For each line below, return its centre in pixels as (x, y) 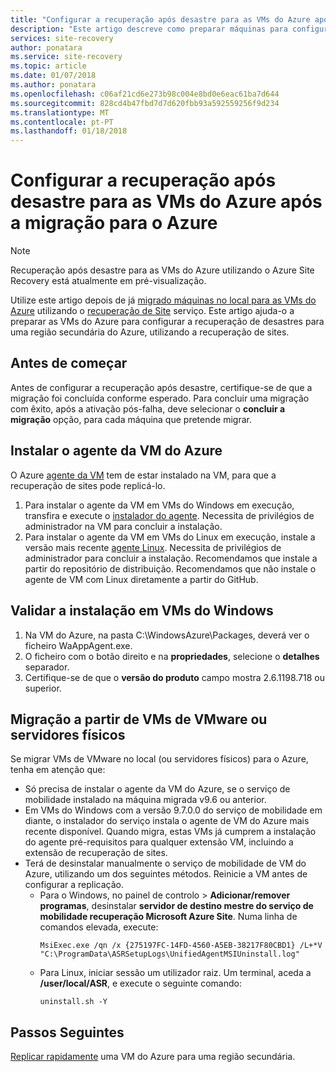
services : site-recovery (62, 38)
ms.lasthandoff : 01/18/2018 (69, 131)
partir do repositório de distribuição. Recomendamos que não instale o (170, 568)
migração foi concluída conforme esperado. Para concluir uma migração (160, 398)
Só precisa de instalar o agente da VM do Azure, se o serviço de (157, 789)
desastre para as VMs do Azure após (166, 202)
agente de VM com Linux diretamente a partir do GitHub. (141, 579)
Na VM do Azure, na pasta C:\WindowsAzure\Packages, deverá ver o (167, 635)
